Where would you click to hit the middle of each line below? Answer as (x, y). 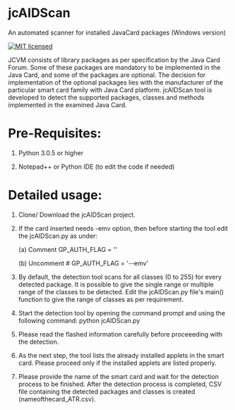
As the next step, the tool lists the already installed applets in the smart (121, 355)
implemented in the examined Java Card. (68, 104)
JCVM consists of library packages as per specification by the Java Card (114, 60)
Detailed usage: (55, 195)
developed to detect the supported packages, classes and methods (106, 97)
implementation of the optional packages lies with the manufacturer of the (116, 82)
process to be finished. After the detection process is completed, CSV (120, 384)
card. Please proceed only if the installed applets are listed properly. (117, 363)
